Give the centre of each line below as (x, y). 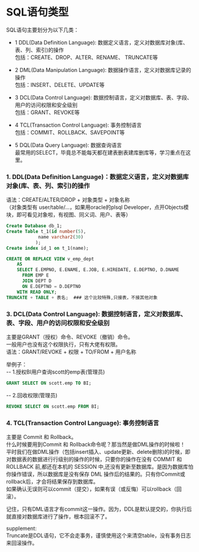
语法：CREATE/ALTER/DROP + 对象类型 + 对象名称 (68, 200)
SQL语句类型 (37, 12)
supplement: (21, 528)
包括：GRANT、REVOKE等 (47, 112)
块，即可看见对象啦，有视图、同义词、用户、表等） (69, 215)
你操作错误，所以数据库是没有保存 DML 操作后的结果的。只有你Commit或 (96, 474)
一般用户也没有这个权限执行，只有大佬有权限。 (63, 344)
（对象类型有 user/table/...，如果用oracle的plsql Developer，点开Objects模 (97, 207)
